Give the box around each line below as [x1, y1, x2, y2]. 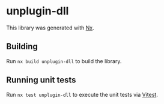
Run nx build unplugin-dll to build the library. [6, 57, 122, 64]
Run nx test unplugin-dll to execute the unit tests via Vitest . [6, 91, 158, 98]
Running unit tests [6, 75, 76, 85]
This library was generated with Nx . [6, 24, 94, 31]
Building [6, 41, 38, 52]
